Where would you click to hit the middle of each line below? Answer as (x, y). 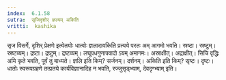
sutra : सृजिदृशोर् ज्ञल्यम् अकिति (43, 20)
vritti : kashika (32, 26)
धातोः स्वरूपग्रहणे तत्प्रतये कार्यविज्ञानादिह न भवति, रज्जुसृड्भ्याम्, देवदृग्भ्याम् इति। (92, 68)
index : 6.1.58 (29, 13)
